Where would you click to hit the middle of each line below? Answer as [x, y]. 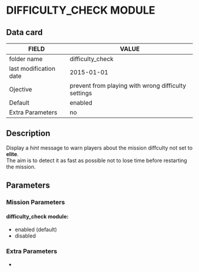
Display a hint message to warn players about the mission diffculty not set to [99, 148]
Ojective [21, 89]
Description [28, 133]
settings [81, 93]
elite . [12, 154]
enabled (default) [36, 230]
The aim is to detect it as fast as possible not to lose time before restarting [97, 160]
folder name [26, 59]
